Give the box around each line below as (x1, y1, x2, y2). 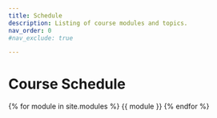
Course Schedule (8, 75, 126, 93)
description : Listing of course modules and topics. (8, 19, 188, 27)
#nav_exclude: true (8, 33, 74, 42)
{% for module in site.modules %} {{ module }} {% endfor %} (8, 101, 210, 112)
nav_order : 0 (8, 26, 52, 34)
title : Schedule (8, 11, 62, 20)
